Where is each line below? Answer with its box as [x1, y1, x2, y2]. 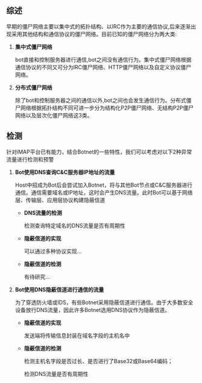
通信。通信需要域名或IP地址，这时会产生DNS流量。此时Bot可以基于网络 [14, 188, 193, 196]
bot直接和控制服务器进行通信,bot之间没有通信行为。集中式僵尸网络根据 [14, 56, 192, 63]
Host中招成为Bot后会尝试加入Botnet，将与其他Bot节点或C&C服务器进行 [14, 181, 193, 188]
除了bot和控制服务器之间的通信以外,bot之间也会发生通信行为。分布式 [14, 96, 186, 104]
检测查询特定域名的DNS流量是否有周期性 [24, 222, 125, 229]
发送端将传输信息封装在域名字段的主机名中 [24, 332, 130, 339]
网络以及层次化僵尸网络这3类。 [14, 111, 93, 119]
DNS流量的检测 [24, 209, 62, 216]
